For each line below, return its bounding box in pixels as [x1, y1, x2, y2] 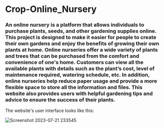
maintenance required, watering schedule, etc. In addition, [5, 71, 150, 78]
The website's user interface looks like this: [5, 107, 94, 113]
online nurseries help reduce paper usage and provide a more [5, 77, 158, 84]
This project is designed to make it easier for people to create [5, 34, 157, 41]
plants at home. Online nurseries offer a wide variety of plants [5, 46, 158, 53]
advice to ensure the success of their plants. [5, 96, 116, 103]
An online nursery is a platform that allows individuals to [5, 21, 145, 28]
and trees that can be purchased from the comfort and [5, 52, 140, 59]
